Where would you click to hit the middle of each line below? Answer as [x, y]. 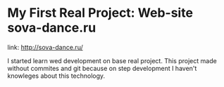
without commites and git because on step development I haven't [102, 68]
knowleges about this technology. [56, 76]
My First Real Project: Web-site [100, 13]
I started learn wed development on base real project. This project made [112, 60]
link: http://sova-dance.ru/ [45, 47]
